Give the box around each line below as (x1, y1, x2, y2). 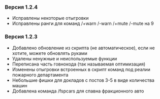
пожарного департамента (12, 72, 69, 78)
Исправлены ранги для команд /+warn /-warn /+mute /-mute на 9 (12, 20, 154, 26)
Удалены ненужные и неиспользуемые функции (12, 55, 117, 61)
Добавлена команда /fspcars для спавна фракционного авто (12, 88, 144, 94)
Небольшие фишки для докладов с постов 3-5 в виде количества (12, 77, 154, 83)
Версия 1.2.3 (5, 33, 38, 40)
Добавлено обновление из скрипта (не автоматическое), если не (12, 45, 155, 51)
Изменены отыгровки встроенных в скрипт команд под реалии (12, 66, 151, 72)
